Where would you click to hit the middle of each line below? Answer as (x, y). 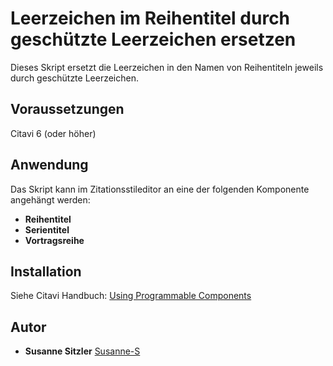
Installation (46, 271)
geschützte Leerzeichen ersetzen (153, 39)
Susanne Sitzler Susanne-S (82, 351)
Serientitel (47, 229)
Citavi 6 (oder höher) (53, 133)
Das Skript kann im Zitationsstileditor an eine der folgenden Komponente (160, 189)
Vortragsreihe (54, 240)
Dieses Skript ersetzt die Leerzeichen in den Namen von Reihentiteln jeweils (167, 67)
